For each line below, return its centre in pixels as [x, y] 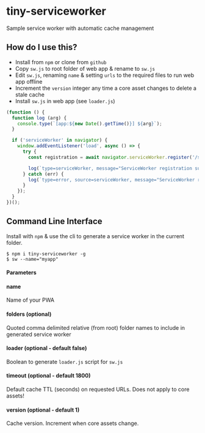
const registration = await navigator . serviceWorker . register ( [110, 157]
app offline [29, 81]
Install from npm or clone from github [61, 62]
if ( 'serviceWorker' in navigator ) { [60, 140]
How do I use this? [42, 47]
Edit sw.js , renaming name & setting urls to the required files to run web [105, 75]
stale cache [30, 94]
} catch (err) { [43, 174]
